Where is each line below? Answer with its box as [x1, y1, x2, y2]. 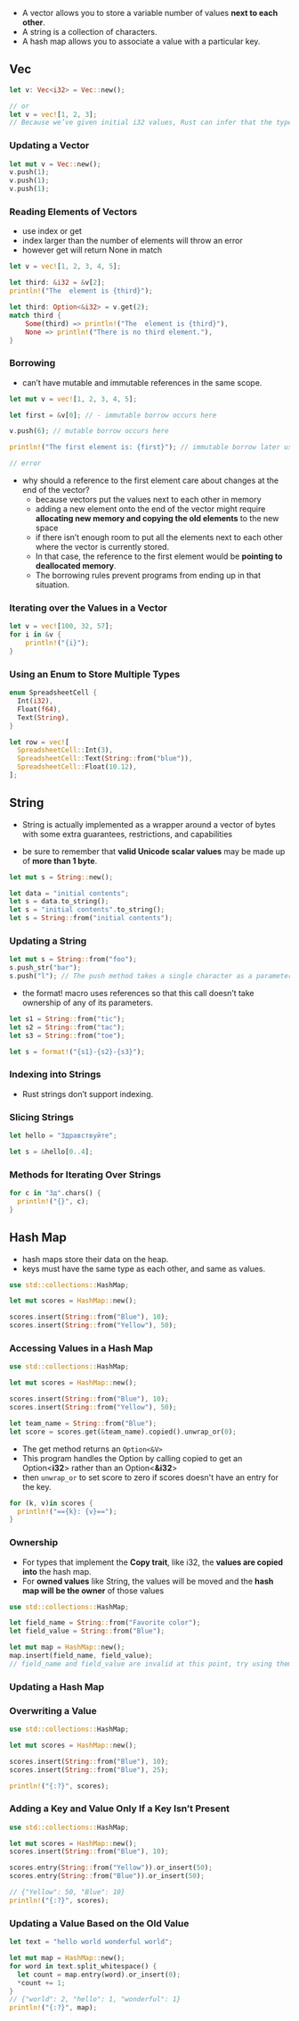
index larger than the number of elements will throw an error [21, 236, 243, 246]
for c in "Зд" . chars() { [9, 1189, 101, 1198]
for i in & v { [9, 630, 62, 639]
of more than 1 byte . [21, 855, 98, 866]
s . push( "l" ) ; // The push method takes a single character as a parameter [9, 972, 293, 981]
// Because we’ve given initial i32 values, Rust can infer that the [9, 118, 273, 128]
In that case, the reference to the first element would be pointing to [35, 551, 283, 561]
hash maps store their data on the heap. [21, 1253, 169, 1264]
